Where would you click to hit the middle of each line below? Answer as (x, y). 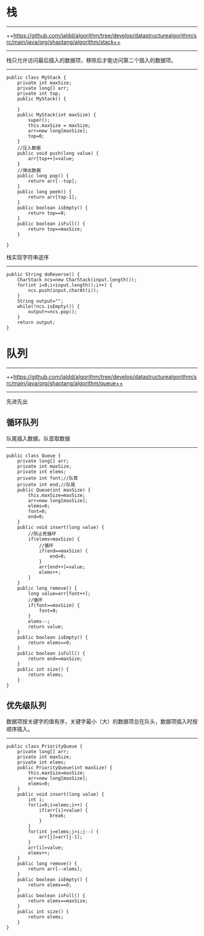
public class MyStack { (36, 77)
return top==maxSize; (56, 229)
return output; (36, 322)
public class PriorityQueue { (45, 746)
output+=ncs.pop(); (53, 311)
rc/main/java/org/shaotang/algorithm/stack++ (63, 42)
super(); (39, 120)
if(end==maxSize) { (63, 551)
